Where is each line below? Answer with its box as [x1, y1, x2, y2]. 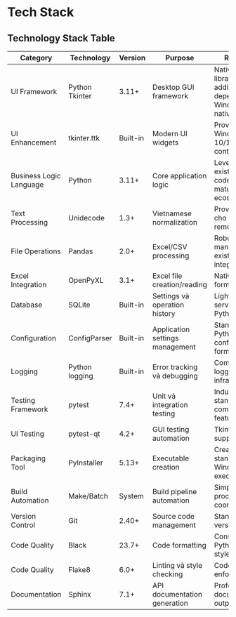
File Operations [11, 246, 61, 256]
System [119, 491, 144, 500]
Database [11, 300, 43, 310]
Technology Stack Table [7, 32, 116, 44]
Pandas [68, 246, 93, 256]
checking [152, 569, 183, 579]
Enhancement [11, 138, 57, 147]
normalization [152, 218, 198, 227]
